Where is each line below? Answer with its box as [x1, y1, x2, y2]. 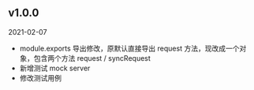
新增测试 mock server [19, 63, 91, 73]
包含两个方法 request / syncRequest [33, 53, 151, 62]
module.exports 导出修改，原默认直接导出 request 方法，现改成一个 [19, 43, 240, 53]
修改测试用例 [19, 73, 62, 82]
